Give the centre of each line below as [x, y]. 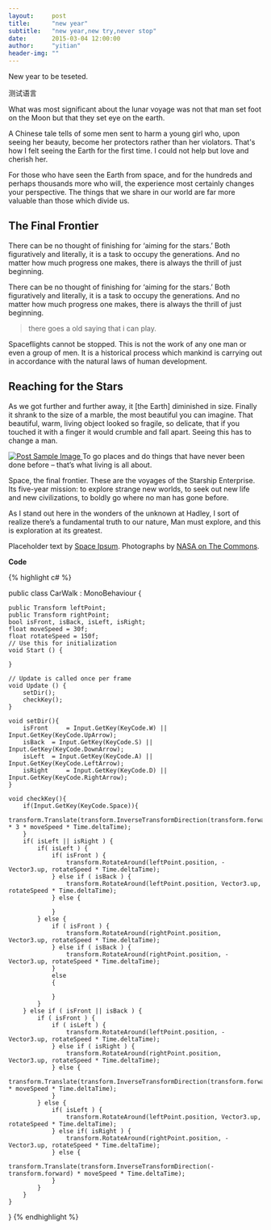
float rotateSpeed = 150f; [54, 636]
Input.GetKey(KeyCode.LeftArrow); [67, 763]
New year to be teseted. [48, 76]
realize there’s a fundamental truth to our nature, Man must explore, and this [135, 521]
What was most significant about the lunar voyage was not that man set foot [135, 109]
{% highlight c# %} [40, 577]
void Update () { [38, 685]
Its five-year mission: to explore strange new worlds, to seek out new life [129, 489]
